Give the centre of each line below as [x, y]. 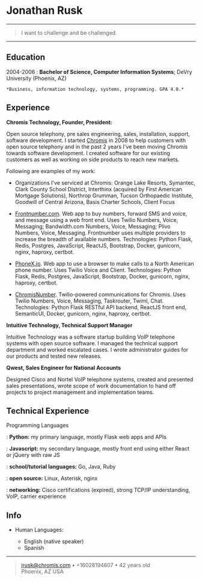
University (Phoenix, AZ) [37, 78]
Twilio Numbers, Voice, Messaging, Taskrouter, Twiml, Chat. [89, 301]
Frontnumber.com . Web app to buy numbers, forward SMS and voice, [101, 214]
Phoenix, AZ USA [42, 571]
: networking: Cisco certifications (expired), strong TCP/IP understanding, [98, 490]
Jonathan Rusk [44, 11]
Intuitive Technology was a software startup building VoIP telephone [91, 337]
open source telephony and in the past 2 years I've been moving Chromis [97, 146]
